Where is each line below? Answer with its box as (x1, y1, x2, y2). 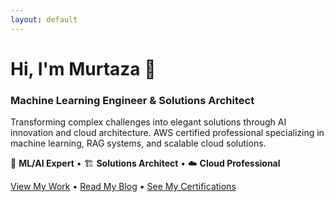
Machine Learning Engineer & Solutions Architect (10, 93, 255, 107)
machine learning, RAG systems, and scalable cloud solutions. (10, 137, 267, 150)
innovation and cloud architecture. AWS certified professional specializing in (10, 127, 325, 139)
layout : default (10, 14, 78, 25)
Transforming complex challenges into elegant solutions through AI (10, 116, 287, 128)
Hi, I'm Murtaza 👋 (10, 57, 157, 80)
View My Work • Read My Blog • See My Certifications (10, 181, 237, 193)
